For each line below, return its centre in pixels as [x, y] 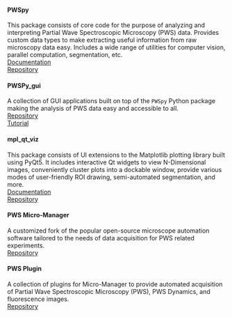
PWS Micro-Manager [38, 215]
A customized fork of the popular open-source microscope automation [108, 231]
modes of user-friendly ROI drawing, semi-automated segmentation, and [111, 177]
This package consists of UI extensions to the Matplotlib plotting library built [116, 155]
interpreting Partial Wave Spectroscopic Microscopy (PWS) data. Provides [113, 33]
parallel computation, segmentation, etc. [65, 55]
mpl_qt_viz [23, 139]
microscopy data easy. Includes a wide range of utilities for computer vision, [116, 47]
